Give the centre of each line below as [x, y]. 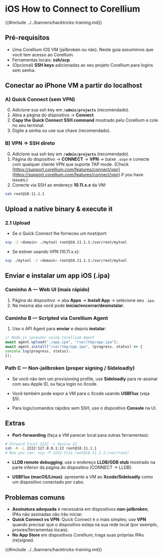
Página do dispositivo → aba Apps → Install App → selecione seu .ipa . [84, 300]
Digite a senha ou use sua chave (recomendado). [61, 130]
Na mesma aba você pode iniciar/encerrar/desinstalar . [68, 305]
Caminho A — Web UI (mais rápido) [47, 290]
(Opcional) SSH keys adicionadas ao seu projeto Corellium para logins [82, 65]
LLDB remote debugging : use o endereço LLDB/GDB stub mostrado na [84, 462]
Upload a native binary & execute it [59, 209]
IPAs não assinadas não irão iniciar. [47, 514]
